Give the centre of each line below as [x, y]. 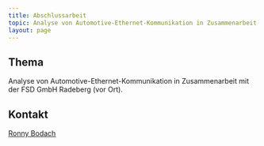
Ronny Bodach [32, 133]
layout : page [30, 30]
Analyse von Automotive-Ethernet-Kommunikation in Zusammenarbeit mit [129, 81]
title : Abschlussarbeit [48, 15]
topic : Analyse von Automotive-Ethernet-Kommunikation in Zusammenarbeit [133, 23]
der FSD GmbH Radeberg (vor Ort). [65, 90]
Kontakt [29, 114]
